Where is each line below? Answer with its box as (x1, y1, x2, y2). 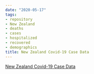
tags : (5, 12, 17, 17)
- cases (5, 31, 22, 36)
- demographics (5, 45, 37, 50)
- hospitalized (5, 36, 37, 41)
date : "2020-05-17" (5, 7, 46, 13)
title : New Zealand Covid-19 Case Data (5, 49, 89, 54)
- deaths (5, 26, 24, 31)
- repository (5, 17, 33, 22)
